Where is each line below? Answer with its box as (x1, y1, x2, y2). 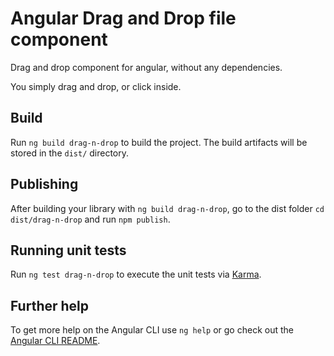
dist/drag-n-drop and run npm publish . (10, 213, 171, 225)
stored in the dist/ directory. (10, 147, 130, 159)
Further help (10, 297, 90, 314)
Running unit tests (10, 242, 127, 259)
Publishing (10, 176, 79, 193)
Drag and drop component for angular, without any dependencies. (10, 61, 283, 73)
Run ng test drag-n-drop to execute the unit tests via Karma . (10, 268, 262, 281)
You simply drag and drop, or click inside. (10, 80, 182, 92)
